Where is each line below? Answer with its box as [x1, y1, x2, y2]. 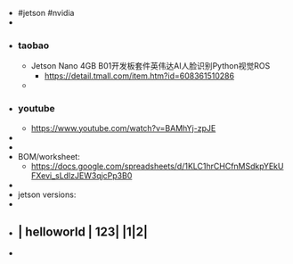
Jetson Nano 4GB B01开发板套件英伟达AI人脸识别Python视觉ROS [30, 61, 271, 71]
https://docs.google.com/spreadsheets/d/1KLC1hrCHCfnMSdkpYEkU [30, 161, 284, 171]
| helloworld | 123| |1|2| [17, 224, 149, 239]
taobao [17, 39, 50, 52]
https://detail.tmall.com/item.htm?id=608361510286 [44, 70, 234, 81]
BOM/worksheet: [17, 151, 80, 161]
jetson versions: [17, 189, 77, 200]
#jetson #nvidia [17, 8, 75, 18]
